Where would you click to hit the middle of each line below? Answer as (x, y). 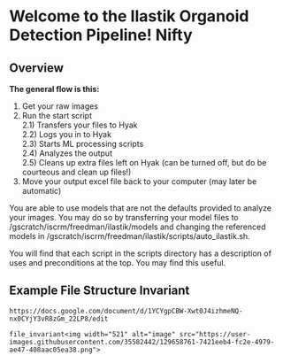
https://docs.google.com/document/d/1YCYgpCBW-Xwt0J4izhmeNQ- (126, 311)
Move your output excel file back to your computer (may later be (139, 181)
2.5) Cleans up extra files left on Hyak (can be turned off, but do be (144, 162)
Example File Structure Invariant (99, 291)
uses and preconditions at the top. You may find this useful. (118, 263)
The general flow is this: (54, 89)
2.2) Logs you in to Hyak (67, 134)
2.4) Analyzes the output (67, 153)
